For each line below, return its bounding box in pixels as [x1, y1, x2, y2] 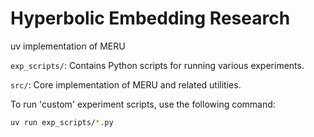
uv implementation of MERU [10, 40, 126, 52]
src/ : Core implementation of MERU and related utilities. [10, 78, 242, 91]
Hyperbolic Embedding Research [10, 7, 291, 30]
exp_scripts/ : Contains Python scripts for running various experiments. [10, 59, 305, 71]
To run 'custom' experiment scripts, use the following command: [10, 98, 276, 110]
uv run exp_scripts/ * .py [10, 117, 114, 127]
